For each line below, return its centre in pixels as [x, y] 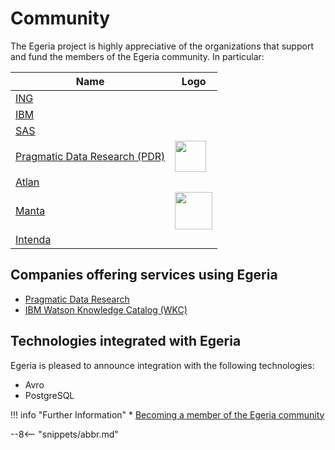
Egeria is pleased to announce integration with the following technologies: [162, 365]
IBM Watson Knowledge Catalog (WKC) [106, 309]
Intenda [33, 239]
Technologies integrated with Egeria [126, 341]
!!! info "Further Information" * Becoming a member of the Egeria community [167, 414]
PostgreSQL [49, 395]
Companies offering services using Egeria [144, 275]
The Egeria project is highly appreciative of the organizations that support [162, 46]
